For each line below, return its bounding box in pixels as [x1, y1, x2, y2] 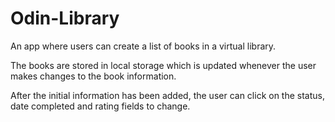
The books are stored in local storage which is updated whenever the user [10, 59, 317, 71]
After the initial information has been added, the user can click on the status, [10, 89, 325, 101]
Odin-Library [10, 7, 120, 30]
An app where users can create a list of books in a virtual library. [10, 40, 277, 52]
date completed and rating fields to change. [10, 100, 191, 112]
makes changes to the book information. [10, 70, 177, 82]
